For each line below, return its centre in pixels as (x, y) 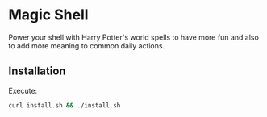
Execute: (23, 90)
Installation (37, 71)
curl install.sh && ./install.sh (65, 105)
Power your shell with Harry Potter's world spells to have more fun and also (134, 37)
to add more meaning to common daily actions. (87, 45)
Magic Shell (48, 15)
